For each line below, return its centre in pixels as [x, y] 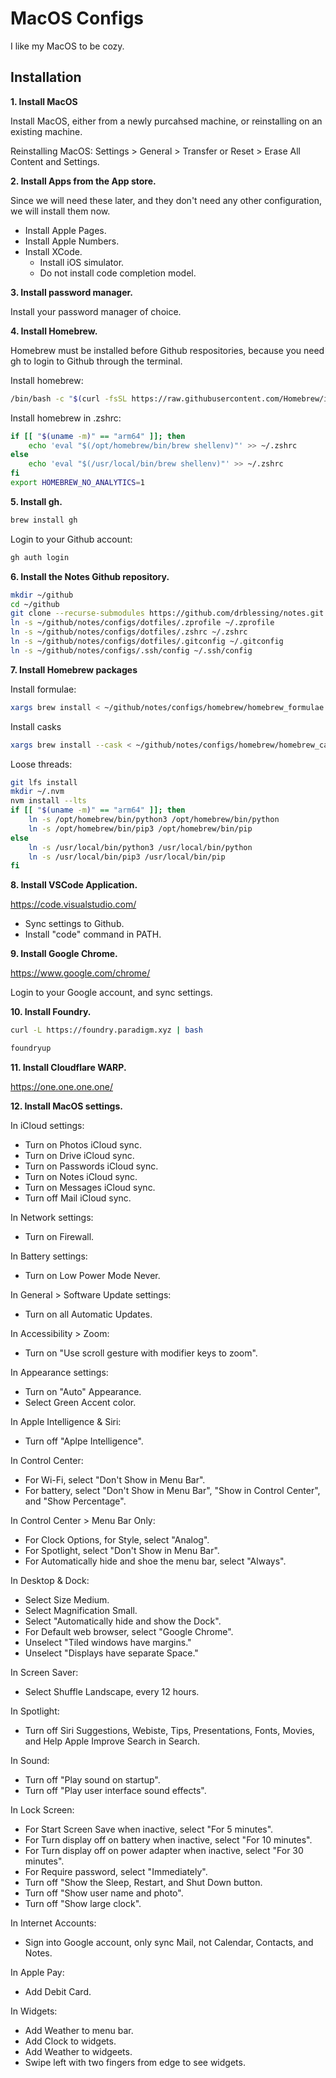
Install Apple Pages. [65, 230]
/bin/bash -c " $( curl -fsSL [69, 398]
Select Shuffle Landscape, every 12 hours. [112, 1691]
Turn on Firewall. [59, 1236]
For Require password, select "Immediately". [116, 1871]
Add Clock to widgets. [70, 2041]
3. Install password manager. [72, 292]
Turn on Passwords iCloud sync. [91, 1166]
